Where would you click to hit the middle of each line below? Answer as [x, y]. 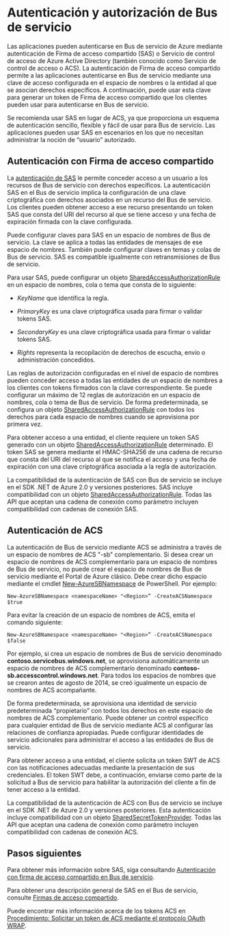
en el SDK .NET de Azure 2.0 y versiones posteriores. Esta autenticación [109, 810]
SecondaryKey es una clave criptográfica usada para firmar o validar [114, 331]
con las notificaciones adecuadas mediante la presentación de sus [101, 767]
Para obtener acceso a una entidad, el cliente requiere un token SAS [103, 437]
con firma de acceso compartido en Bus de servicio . [81, 877]
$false [16, 641]
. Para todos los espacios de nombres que [157, 675]
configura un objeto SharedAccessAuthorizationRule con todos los [101, 409]
